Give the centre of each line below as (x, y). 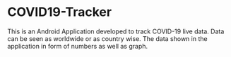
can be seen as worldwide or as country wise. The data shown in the (107, 38)
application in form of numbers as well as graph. (78, 46)
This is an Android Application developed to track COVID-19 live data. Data (116, 31)
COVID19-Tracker (59, 12)
